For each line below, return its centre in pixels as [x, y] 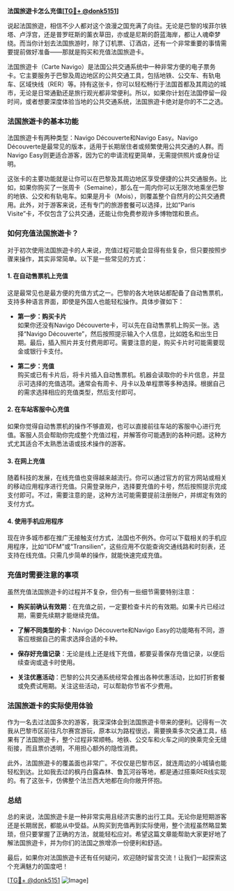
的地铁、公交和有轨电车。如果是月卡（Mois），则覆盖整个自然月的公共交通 [113, 196]
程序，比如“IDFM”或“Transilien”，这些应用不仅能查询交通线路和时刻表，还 [119, 547]
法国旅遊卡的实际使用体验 [50, 706]
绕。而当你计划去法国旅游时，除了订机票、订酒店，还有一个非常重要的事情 [114, 43]
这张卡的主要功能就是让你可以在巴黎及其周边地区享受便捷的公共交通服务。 [114, 179]
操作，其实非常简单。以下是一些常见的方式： [83, 259]
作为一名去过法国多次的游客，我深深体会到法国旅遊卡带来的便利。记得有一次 [117, 722]
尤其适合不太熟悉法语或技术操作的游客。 [71, 443]
